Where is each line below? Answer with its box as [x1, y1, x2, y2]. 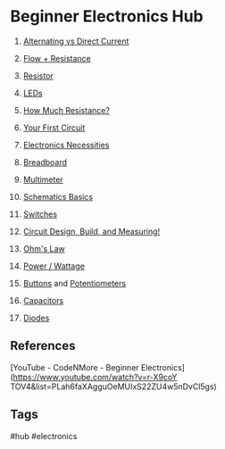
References [10, 338, 76, 353]
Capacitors [22, 295, 64, 305]
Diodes [22, 312, 50, 323]
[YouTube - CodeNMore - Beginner [10, 362, 139, 372]
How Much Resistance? [22, 104, 111, 115]
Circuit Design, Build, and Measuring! [22, 226, 161, 237]
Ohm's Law [22, 243, 65, 254]
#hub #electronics [10, 430, 78, 441]
